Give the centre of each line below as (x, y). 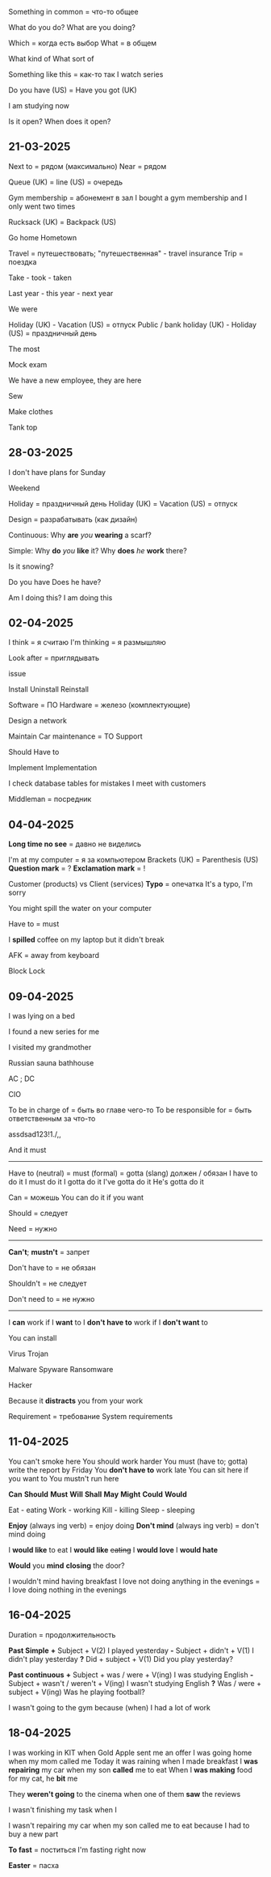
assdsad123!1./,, (35, 1134)
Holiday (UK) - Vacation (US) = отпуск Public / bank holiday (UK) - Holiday (132, 324)
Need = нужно (33, 1229)
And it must (27, 1150)
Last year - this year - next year (61, 293)
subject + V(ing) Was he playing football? (77, 1692)
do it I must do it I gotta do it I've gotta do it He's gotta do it (106, 1182)
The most (24, 349)
